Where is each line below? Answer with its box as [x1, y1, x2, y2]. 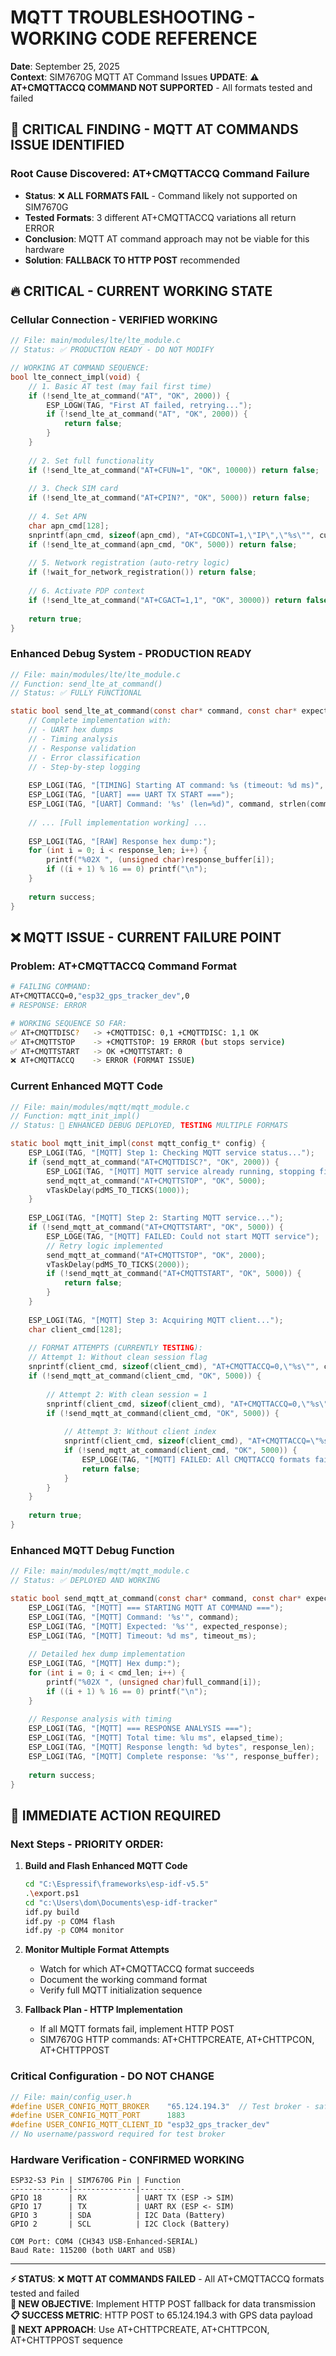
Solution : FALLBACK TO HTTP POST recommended [24, 254, 240, 266]
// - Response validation [28, 743, 137, 753]
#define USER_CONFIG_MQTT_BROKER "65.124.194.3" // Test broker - [10, 2101, 311, 2111]
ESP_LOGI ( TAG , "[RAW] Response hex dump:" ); [28, 836, 217, 846]
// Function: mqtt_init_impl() [10, 1111, 141, 1121]
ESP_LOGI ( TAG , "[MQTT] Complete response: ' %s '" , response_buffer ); [28, 1751, 320, 1761]
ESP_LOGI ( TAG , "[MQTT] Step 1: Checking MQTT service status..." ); [28, 1148, 315, 1158]
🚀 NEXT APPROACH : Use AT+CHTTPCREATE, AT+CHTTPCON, [10, 2324, 270, 2336]
